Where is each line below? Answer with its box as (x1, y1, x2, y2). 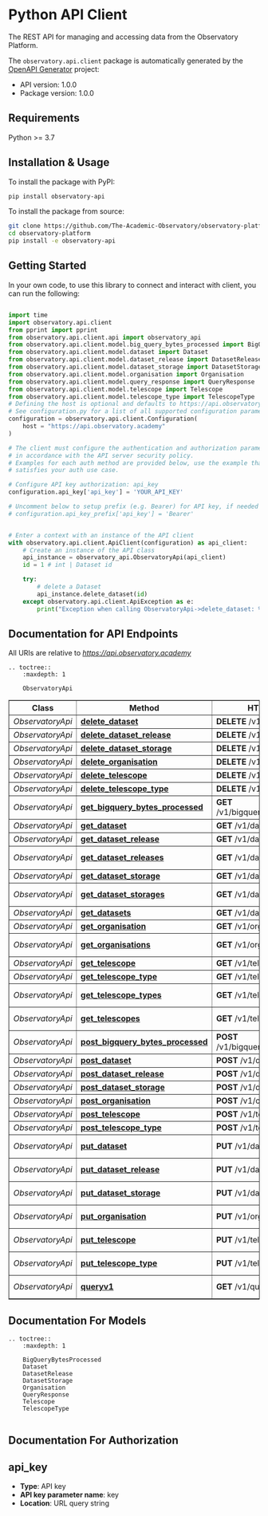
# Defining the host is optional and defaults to (8, 400, 177, 408)
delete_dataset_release (81, 730, 171, 741)
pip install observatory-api (8, 192, 105, 200)
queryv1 (81, 1282, 114, 1293)
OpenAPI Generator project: (8, 64, 100, 73)
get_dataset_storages (81, 889, 165, 900)
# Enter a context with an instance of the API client (8, 531, 195, 539)
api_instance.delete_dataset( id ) (37, 590, 148, 598)
